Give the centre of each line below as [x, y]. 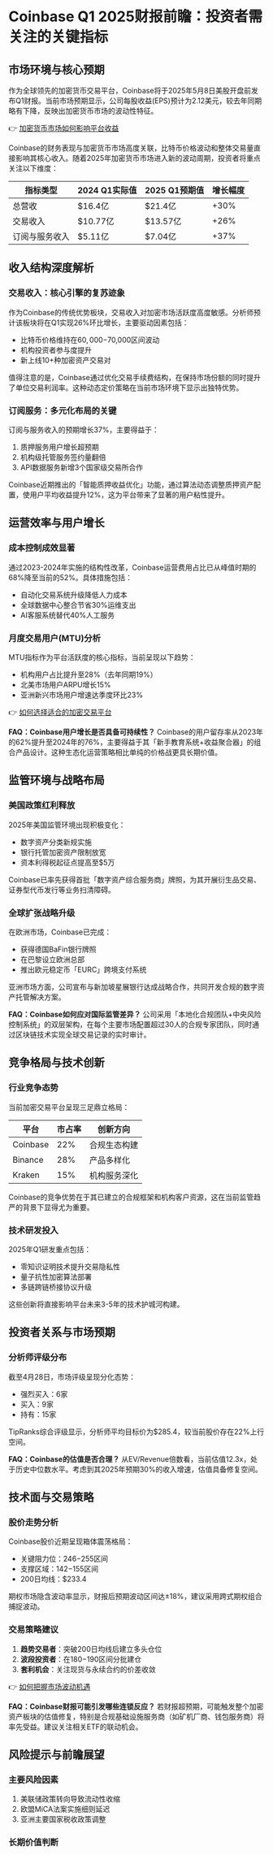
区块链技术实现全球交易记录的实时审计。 [83, 1034]
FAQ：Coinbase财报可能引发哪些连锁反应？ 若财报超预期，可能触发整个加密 [136, 1706]
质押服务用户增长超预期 [59, 447]
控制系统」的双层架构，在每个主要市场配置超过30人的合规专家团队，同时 [130, 1024]
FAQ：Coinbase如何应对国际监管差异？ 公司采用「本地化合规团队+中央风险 [135, 1014]
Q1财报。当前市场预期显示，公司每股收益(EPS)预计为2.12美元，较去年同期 [139, 101]
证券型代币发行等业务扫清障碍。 [62, 890]
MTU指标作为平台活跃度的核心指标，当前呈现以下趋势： [102, 657]
